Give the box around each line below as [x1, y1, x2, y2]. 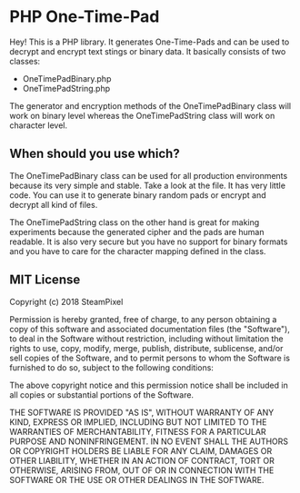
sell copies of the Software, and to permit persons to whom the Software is [9, 352, 291, 363]
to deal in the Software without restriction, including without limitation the [9, 333, 284, 344]
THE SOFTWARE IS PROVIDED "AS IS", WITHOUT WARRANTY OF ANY [9, 407, 275, 418]
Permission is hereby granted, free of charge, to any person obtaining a [9, 313, 277, 324]
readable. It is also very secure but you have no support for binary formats [9, 236, 288, 247]
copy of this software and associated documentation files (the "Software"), [9, 323, 291, 334]
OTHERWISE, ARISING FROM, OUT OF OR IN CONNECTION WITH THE [9, 465, 275, 476]
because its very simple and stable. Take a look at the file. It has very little [9, 180, 286, 191]
